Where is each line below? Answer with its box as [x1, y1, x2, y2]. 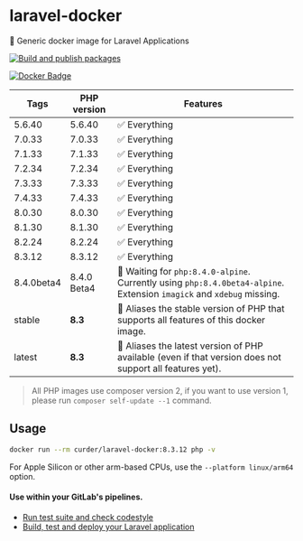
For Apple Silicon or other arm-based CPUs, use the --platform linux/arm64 [9, 462, 294, 472]
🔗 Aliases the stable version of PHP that [116, 302, 285, 314]
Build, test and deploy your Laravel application [22, 521, 196, 532]
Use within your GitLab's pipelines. [9, 491, 143, 502]
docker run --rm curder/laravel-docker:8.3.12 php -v [9, 444, 216, 454]
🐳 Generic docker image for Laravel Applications [9, 35, 189, 46]
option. [9, 471, 36, 481]
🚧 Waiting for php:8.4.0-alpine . [116, 265, 251, 277]
